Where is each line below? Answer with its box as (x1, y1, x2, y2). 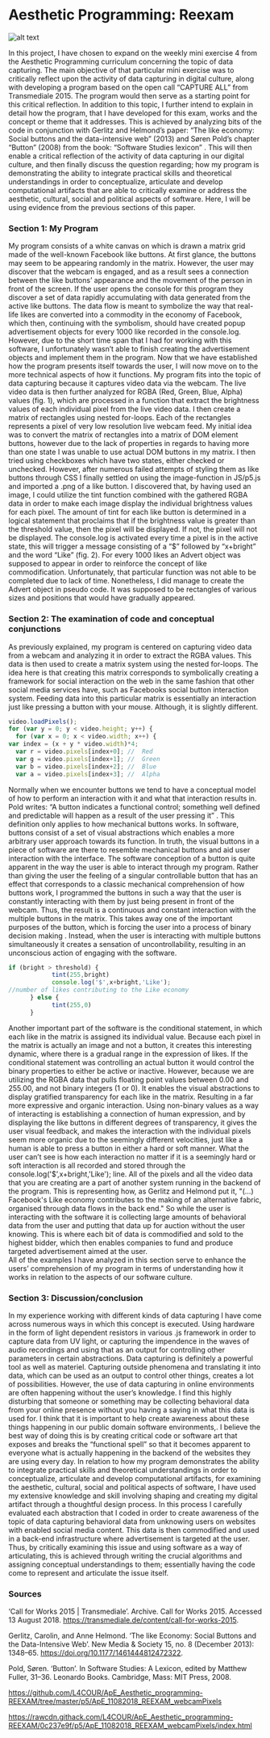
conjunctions (8, 624, 62, 635)
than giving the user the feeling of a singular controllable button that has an (8, 870, 258, 880)
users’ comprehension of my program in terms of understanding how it (8, 1263, 243, 1273)
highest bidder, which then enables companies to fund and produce (8, 1238, 234, 1248)
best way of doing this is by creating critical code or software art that (8, 1430, 238, 1440)
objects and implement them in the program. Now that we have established (8, 353, 258, 363)
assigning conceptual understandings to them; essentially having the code (8, 1559, 255, 1569)
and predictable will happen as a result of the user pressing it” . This (8, 810, 235, 820)
